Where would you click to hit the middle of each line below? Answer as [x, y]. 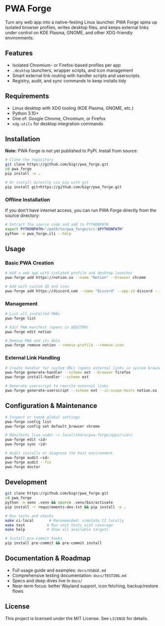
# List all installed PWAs [33, 314]
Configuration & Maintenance [51, 406]
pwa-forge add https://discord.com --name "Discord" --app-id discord [79, 291]
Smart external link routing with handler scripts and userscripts [76, 75]
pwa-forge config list [28, 422]
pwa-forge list [21, 318]
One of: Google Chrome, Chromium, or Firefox [59, 118]
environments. [20, 38]
